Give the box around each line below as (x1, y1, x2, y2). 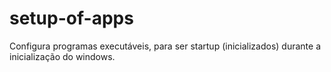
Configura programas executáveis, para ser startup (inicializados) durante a (9, 40, 321, 52)
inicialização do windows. (9, 50, 116, 62)
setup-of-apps (9, 7, 134, 30)
